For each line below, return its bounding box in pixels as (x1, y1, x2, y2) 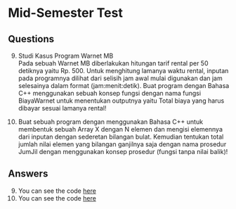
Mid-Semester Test (8, 5, 124, 21)
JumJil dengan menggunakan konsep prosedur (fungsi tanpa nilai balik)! (18, 148, 228, 156)
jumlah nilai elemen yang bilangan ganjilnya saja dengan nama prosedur (18, 140, 227, 148)
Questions (8, 33, 55, 45)
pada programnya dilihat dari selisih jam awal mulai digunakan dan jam (18, 74, 223, 82)
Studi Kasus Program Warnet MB (18, 51, 114, 60)
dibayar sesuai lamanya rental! (18, 104, 107, 112)
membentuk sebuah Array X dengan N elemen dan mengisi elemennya (18, 125, 223, 133)
